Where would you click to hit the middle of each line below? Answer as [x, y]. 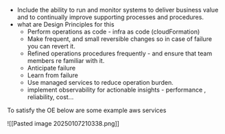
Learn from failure [53, 75]
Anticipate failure [51, 68]
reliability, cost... [50, 97]
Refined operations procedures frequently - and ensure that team [120, 53]
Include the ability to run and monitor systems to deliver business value [118, 10]
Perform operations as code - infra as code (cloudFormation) [114, 31]
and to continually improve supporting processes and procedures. [110, 17]
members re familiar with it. [66, 61]
